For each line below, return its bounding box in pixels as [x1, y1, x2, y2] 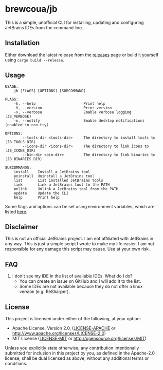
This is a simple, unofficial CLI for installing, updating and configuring [5, 19, 144, 25]
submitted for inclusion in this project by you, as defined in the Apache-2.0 [5, 350, 155, 356]
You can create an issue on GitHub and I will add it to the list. [19, 278, 141, 284]
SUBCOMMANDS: [5, 165, 32, 170]
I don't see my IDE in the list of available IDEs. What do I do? [12, 273, 133, 279]
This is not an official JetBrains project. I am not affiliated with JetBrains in [5, 235, 154, 242]
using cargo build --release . [5, 57, 65, 63]
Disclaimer [5, 223, 38, 231]
